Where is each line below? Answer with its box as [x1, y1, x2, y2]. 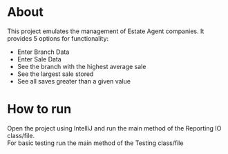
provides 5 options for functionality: [7, 34, 109, 42]
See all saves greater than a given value [17, 77, 131, 85]
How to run [7, 102, 72, 117]
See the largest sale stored [17, 70, 94, 78]
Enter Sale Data [17, 55, 62, 63]
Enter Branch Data [17, 48, 70, 56]
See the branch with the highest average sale [17, 62, 146, 70]
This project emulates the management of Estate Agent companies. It [7, 27, 205, 35]
